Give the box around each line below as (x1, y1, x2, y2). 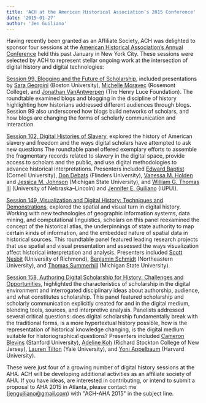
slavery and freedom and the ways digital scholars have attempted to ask (6, 139, 191, 147)
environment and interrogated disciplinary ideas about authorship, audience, (6, 286, 200, 294)
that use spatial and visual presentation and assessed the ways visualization (6, 242, 199, 250)
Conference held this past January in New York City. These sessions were (6, 50, 194, 58)
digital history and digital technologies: (6, 63, 104, 71)
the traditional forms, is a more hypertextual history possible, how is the (6, 320, 188, 327)
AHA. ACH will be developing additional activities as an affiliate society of (6, 370, 192, 378)
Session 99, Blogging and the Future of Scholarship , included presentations (6, 75, 197, 83)
